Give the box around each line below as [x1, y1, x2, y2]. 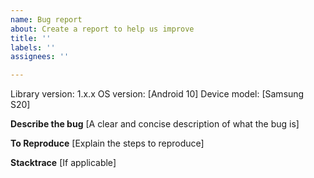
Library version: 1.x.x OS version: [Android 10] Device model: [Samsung [10, 88, 305, 100]
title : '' [10, 33, 52, 43]
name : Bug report [10, 14, 83, 25]
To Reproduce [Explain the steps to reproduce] [10, 137, 205, 150]
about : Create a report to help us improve [10, 24, 195, 34]
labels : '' [10, 42, 56, 53]
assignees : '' [10, 52, 70, 62]
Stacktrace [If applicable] [10, 157, 117, 169]
